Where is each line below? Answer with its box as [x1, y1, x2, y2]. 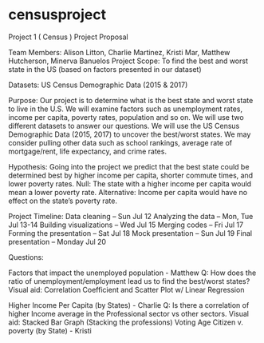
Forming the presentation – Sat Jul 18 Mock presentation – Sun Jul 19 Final [8, 228, 253, 237]
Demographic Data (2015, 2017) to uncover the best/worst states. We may [8, 130, 251, 139]
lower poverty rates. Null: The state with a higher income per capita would [8, 178, 252, 189]
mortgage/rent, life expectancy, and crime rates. [8, 146, 167, 156]
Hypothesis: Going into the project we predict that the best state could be [8, 162, 250, 171]
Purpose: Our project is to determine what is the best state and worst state [8, 95, 254, 105]
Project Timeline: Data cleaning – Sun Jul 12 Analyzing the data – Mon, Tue [8, 211, 254, 221]
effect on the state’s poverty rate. [8, 196, 118, 205]
